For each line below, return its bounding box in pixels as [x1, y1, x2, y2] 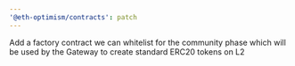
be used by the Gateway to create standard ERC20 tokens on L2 [9, 46, 245, 57]
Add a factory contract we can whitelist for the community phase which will [9, 37, 287, 48]
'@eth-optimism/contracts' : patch [9, 12, 138, 22]
